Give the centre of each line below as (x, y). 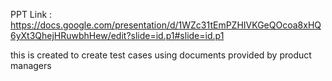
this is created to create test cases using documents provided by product (161, 55)
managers (31, 65)
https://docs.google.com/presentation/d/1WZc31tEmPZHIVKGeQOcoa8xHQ (166, 25)
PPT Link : (31, 14)
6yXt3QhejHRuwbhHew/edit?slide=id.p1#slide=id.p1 (117, 35)
